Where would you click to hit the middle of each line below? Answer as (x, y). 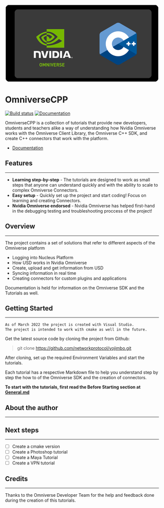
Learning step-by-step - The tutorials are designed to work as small (81, 180)
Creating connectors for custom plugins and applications (69, 278)
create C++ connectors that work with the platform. (57, 138)
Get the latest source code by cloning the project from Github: (67, 339)
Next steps (22, 430)
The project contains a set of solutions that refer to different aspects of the (80, 242)
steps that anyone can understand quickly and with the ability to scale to (85, 185)
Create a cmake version (36, 446)
